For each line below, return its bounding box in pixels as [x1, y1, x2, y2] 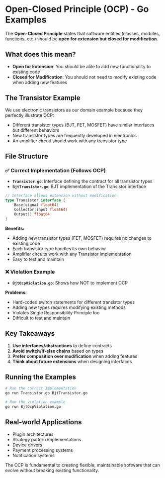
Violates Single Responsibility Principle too [12, 309, 100, 315]
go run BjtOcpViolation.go [5, 404, 61, 409]
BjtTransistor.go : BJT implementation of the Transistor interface [12, 184, 147, 190]
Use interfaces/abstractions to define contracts [12, 342, 112, 349]
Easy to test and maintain [12, 256, 65, 262]
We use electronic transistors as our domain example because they [5, 107, 143, 113]
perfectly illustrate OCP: [5, 112, 55, 118]
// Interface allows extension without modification [5, 193, 117, 198]
